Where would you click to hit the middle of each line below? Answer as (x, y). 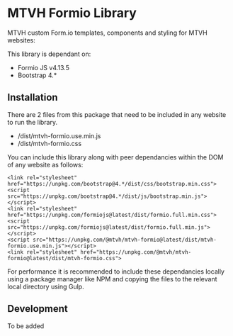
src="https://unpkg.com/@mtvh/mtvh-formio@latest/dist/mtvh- (125, 240)
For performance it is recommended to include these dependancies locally (116, 271)
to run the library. (33, 122)
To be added (26, 326)
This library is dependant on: (49, 54)
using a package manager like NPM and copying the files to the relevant (112, 279)
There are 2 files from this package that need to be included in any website (117, 114)
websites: (21, 40)
